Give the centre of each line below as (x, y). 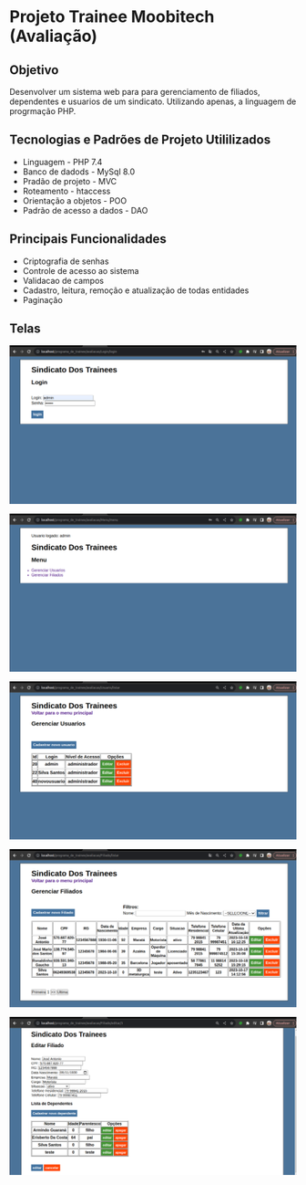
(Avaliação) (54, 36)
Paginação (43, 299)
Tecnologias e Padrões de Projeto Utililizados (140, 140)
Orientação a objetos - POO (75, 200)
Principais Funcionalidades (88, 239)
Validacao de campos (63, 280)
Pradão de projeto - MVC (70, 181)
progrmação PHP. (43, 111)
